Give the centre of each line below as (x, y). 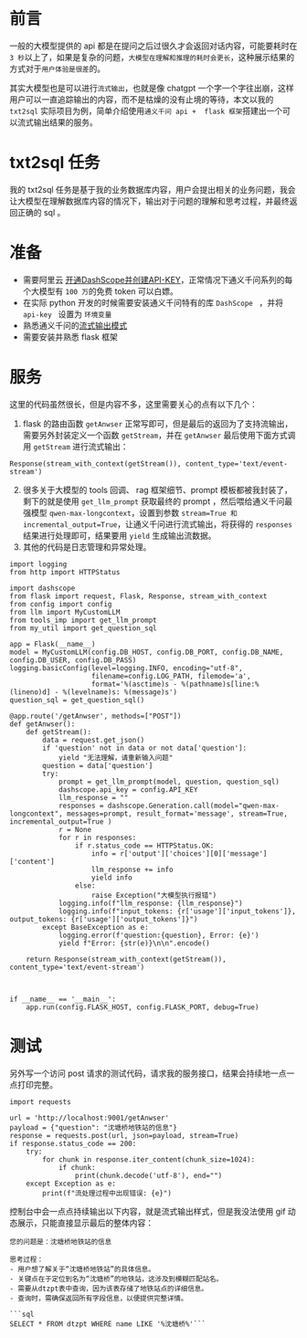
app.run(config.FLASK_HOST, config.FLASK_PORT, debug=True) (143, 1007)
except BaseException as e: (95, 927)
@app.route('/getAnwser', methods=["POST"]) (95, 716)
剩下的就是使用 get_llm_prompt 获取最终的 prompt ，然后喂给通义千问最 (158, 501)
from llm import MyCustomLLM (65, 612)
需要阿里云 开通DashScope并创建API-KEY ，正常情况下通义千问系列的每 (158, 279)
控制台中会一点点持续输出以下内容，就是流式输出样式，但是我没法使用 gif (148, 1211)
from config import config (61, 604)
